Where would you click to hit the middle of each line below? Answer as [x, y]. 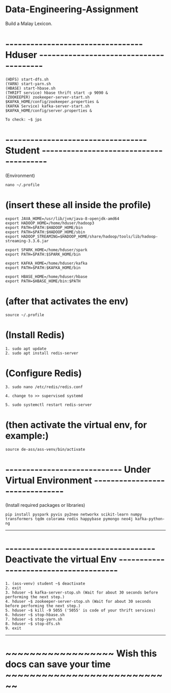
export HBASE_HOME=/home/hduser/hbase [46, 276]
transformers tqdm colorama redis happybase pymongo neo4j [69, 519]
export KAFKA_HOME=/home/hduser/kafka [46, 263]
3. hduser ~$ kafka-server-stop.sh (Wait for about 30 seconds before [82, 593]
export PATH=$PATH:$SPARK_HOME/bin [43, 254]
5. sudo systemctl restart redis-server [49, 405]
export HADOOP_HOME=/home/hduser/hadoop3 [50, 223]
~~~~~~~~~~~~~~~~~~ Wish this [81, 653]
